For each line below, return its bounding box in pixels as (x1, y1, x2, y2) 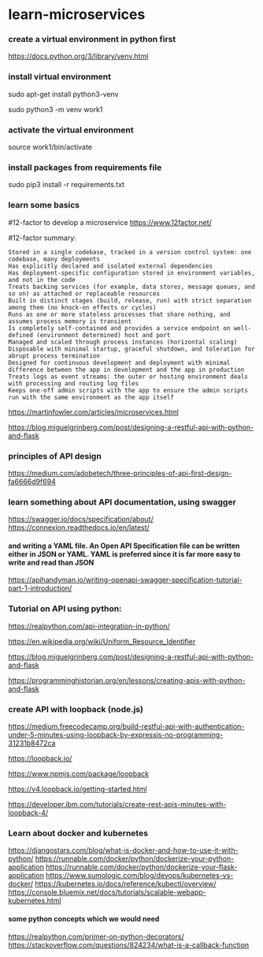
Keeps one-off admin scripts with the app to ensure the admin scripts (8, 386, 248, 394)
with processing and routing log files (8, 379, 139, 388)
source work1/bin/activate (8, 142, 93, 152)
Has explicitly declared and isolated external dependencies (8, 262, 213, 270)
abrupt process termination (8, 351, 101, 360)
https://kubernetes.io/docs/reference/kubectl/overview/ (35, 879, 217, 889)
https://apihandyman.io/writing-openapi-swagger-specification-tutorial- (8, 575, 243, 585)
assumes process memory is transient (8, 317, 132, 325)
